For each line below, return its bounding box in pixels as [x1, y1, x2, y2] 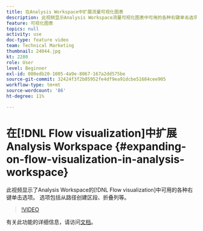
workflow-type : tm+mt [6, 82, 61, 88]
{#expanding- [114, 140, 187, 153]
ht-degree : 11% [6, 93, 45, 99]
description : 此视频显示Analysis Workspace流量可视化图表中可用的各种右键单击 [6, 15, 189, 21]
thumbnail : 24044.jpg [6, 48, 61, 54]
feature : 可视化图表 [6, 20, 53, 26]
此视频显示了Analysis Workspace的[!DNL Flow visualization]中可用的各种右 [6, 186, 193, 194]
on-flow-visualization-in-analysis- [6, 152, 185, 166]
